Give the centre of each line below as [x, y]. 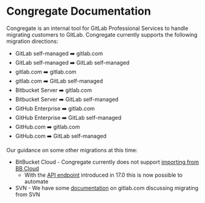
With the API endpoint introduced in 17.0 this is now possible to [103, 175]
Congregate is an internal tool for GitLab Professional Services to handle [97, 28]
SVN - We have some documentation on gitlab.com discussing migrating [107, 188]
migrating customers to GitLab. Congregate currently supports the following [102, 34]
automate [36, 181]
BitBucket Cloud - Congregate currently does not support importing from [107, 162]
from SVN [28, 194]
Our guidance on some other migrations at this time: [72, 150]
